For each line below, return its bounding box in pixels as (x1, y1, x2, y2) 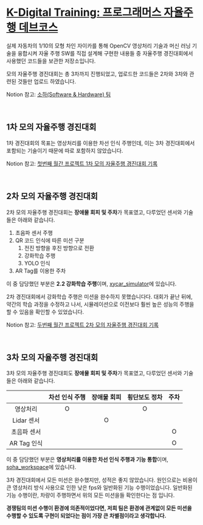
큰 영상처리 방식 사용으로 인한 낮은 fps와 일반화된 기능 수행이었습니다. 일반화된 (6, 484, 193, 492)
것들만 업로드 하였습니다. (17, 77, 77, 85)
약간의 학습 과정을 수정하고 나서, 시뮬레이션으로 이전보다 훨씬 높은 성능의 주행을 (6, 301, 194, 308)
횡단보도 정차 (127, 393, 163, 402)
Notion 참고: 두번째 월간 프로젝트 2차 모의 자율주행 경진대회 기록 (6, 321, 159, 329)
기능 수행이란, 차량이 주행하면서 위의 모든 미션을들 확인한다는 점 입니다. (6, 492, 175, 499)
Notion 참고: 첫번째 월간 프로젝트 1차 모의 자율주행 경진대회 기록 (6, 159, 158, 167)
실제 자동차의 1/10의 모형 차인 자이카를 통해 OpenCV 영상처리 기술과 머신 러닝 (6, 42, 191, 49)
